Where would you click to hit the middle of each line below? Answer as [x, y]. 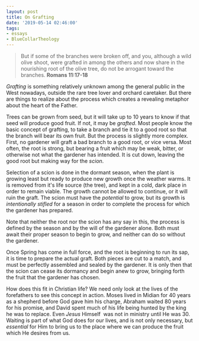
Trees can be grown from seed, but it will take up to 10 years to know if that [98, 117]
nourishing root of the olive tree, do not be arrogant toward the [97, 68]
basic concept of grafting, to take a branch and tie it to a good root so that [97, 129]
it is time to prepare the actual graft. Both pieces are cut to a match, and [94, 258]
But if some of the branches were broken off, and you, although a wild [106, 56]
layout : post [22, 12]
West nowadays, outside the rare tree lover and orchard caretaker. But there [99, 93]
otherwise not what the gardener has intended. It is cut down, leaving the [95, 154]
